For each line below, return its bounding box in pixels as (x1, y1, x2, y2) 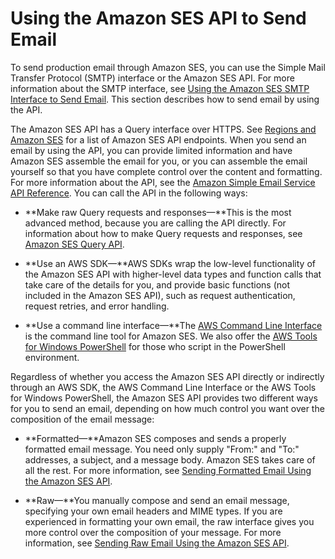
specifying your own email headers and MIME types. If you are (24, 505, 283, 517)
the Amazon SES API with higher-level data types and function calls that (24, 268, 322, 280)
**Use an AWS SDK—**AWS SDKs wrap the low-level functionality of (24, 257, 316, 269)
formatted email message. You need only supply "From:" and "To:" (24, 443, 300, 455)
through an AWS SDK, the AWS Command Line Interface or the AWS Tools (10, 381, 317, 393)
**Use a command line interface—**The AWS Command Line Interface (24, 319, 323, 331)
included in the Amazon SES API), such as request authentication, (24, 289, 296, 301)
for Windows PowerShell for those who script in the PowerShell (24, 340, 286, 352)
